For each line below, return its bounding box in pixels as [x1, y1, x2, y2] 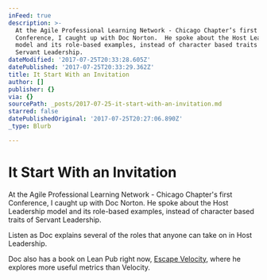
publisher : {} [8, 85, 56, 94]
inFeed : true [8, 11, 52, 20]
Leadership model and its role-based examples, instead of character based [8, 206, 254, 216]
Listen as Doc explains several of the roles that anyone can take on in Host [8, 230, 253, 240]
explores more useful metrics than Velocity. [8, 263, 151, 272]
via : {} [8, 93, 34, 101]
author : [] [8, 78, 44, 86]
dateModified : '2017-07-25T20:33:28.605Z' [8, 56, 151, 64]
